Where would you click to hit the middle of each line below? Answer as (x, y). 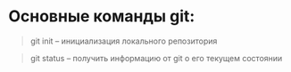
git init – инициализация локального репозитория (124, 41)
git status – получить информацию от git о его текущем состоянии (156, 58)
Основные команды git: (102, 16)
